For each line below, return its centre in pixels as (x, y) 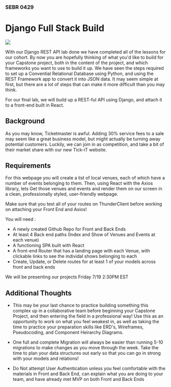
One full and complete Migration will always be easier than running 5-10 (88, 342)
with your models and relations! (46, 358)
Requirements (28, 166)
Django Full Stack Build (55, 28)
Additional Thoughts (39, 293)
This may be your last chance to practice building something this (80, 305)
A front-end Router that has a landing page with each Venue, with (81, 251)
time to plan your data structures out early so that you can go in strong (87, 353)
